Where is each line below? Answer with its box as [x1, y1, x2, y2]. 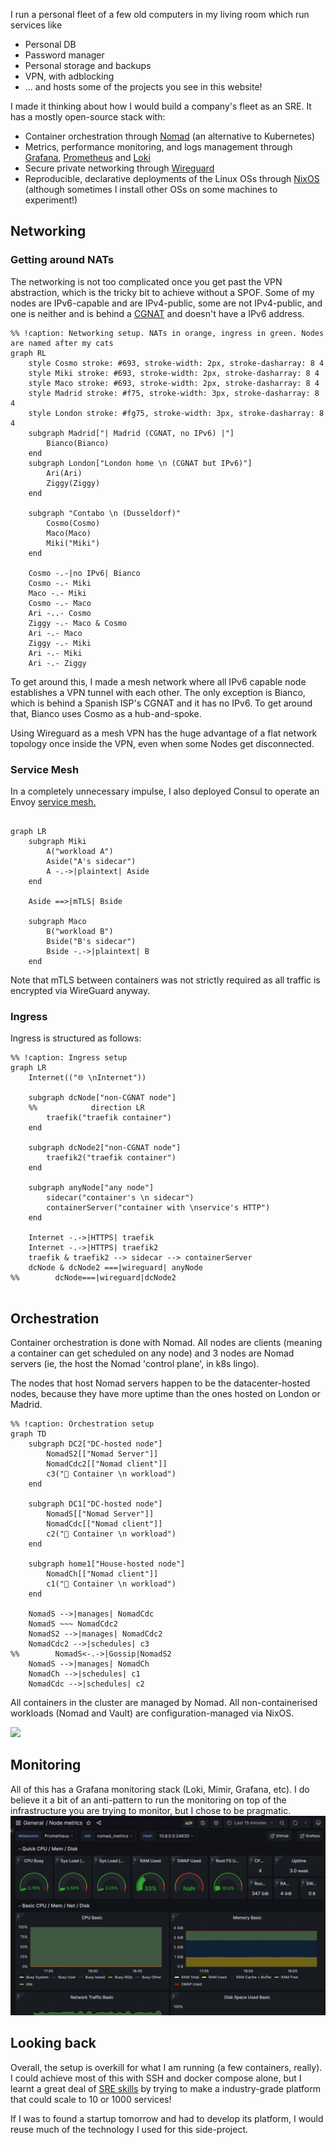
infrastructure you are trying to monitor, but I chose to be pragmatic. [10, 1804, 292, 1816]
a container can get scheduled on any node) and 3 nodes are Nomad [10, 1347, 295, 1359]
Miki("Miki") [46, 538, 101, 548]
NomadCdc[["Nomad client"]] [46, 1519, 163, 1529]
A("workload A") [46, 846, 114, 856]
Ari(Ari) [46, 468, 83, 478]
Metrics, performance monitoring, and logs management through [24, 141, 293, 153]
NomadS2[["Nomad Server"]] [46, 1449, 159, 1459]
